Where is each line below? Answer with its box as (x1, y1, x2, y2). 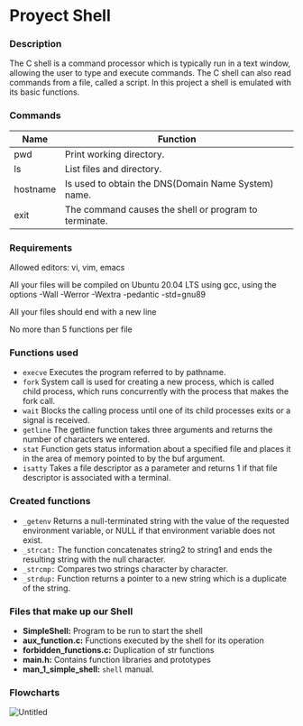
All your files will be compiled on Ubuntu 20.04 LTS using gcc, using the (9, 280, 277, 290)
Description (9, 38, 62, 51)
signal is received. (22, 415, 90, 426)
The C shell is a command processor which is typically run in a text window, (9, 58, 291, 69)
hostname (14, 182, 57, 195)
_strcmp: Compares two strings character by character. (22, 563, 228, 574)
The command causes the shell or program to (64, 203, 258, 216)
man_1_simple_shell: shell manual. (22, 664, 155, 675)
